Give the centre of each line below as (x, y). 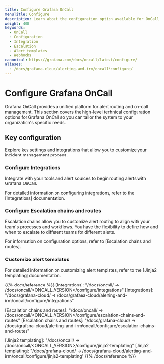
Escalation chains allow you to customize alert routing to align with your (77, 222)
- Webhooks (21, 55)
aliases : (14, 64)
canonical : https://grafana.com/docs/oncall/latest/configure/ (71, 60)
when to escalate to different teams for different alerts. (60, 232)
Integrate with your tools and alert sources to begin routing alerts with (76, 178)
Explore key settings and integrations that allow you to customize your (76, 150)
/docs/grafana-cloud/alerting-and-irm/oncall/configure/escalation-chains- (81, 325)
